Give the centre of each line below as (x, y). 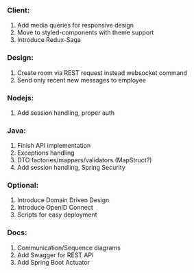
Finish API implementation (54, 146)
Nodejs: (21, 98)
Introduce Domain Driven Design (63, 200)
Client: (19, 10)
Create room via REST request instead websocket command (102, 73)
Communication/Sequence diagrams (69, 248)
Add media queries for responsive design (75, 25)
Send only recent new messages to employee (81, 80)
